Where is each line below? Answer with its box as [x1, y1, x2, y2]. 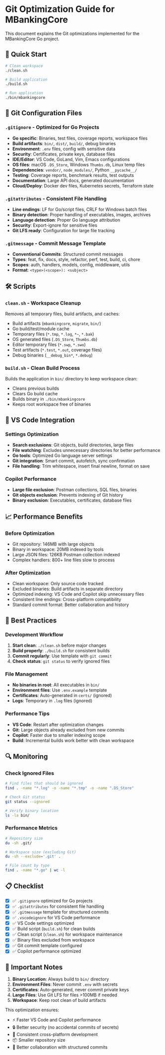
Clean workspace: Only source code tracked [12, 581, 104, 587]
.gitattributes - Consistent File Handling [5, 195, 107, 202]
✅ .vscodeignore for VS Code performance [12, 915, 101, 920]
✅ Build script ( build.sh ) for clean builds [12, 926, 96, 932]
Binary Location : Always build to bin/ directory [12, 976, 109, 982]
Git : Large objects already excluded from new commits [12, 727, 125, 733]
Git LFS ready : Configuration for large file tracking [12, 227, 115, 233]
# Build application [5, 77, 48, 82]
